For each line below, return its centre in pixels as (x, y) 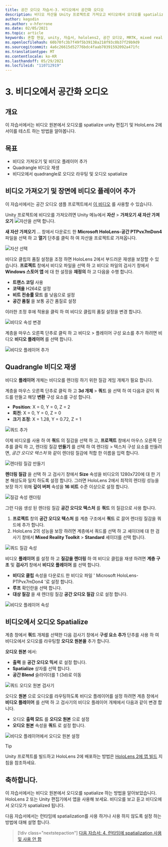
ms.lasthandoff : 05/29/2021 (34, 61)
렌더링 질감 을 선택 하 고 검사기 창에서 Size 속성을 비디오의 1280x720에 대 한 (80, 474)
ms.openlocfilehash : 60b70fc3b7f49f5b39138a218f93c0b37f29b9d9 (72, 42)
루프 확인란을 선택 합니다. (37, 587)
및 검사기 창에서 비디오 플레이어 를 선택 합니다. (55, 564)
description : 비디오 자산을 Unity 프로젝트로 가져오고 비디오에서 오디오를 (73, 14)
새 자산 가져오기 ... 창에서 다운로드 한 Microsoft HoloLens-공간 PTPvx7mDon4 (84, 231)
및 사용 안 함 (29, 839)
